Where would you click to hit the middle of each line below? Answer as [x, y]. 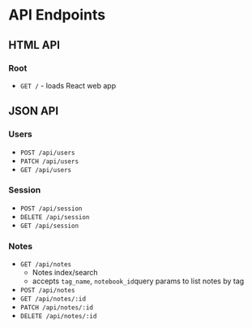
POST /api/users [47, 153]
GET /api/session [49, 226]
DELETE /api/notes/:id [58, 317]
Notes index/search [65, 273]
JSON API [34, 111]
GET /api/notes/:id [53, 299]
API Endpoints [57, 15]
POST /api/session [51, 209]
